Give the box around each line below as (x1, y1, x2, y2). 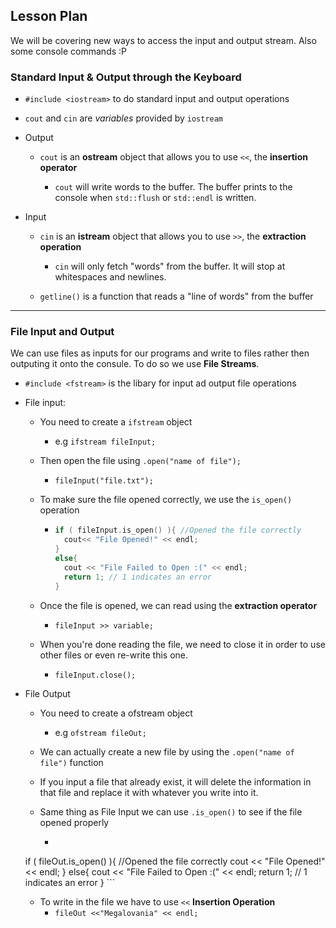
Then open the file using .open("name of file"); (39, 455, 242, 467)
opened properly (39, 816, 110, 828)
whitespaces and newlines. (54, 271, 167, 283)
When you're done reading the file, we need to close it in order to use (39, 638, 326, 650)
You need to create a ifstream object (39, 416, 193, 428)
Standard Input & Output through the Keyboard (10, 70, 242, 84)
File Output (24, 687, 71, 699)
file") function (39, 756, 104, 768)
